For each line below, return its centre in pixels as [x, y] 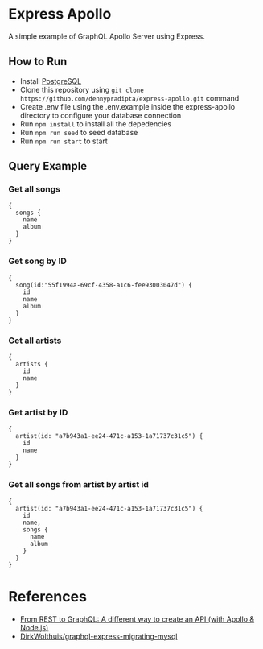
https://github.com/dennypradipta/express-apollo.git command [129, 98]
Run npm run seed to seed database [79, 132]
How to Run [38, 62]
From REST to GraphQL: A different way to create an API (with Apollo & [137, 619]
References [47, 596]
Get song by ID [37, 261]
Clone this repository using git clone [82, 89]
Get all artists [35, 341]
